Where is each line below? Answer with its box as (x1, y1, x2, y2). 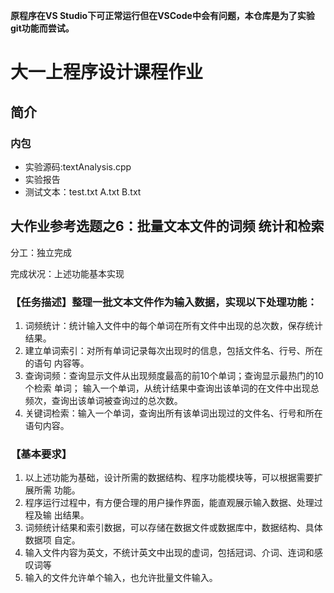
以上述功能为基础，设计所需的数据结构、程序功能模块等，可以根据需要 (24, 472, 315, 484)
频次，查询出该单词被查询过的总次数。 (24, 394, 183, 406)
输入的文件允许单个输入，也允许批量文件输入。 (24, 572, 218, 584)
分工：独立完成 (10, 246, 72, 258)
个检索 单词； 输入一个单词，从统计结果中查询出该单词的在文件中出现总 (24, 382, 320, 394)
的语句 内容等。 (24, 357, 90, 369)
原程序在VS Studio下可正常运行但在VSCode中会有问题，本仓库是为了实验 (10, 10, 315, 21)
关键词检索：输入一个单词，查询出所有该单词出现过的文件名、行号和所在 (24, 407, 323, 419)
